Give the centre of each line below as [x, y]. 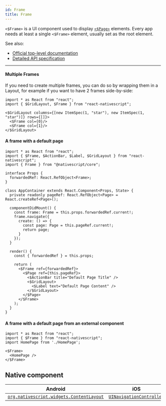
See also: [15, 43]
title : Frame [19, 14]
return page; [36, 230]
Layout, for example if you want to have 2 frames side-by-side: [69, 90]
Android [56, 389]
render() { [21, 251]
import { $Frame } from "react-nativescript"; [54, 338]
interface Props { [24, 173]
